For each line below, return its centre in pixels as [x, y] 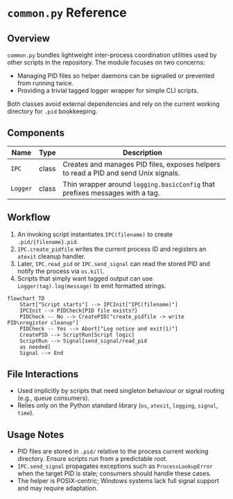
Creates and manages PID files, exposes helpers [141, 164]
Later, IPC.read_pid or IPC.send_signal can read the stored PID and [113, 263]
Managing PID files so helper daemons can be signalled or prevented [116, 76]
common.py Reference [67, 13]
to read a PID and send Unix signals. [121, 173]
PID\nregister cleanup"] [43, 323]
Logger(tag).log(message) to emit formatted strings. [92, 286]
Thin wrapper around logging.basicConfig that [139, 184]
